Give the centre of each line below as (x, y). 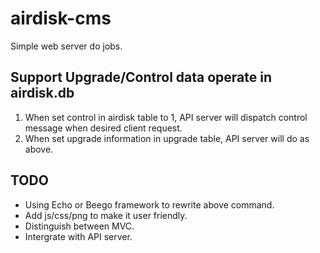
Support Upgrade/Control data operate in (141, 77)
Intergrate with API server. (78, 236)
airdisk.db (42, 93)
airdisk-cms (61, 18)
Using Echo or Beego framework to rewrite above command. (149, 204)
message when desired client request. (103, 128)
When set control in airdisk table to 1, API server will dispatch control (166, 117)
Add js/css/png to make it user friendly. (106, 215)
